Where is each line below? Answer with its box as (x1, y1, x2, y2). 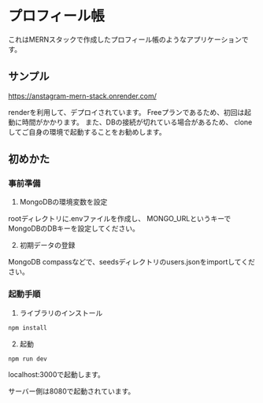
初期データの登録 (19, 241, 76, 250)
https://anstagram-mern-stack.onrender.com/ (8, 91, 157, 101)
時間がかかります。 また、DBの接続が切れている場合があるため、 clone (21, 117, 253, 127)
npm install (8, 324, 47, 331)
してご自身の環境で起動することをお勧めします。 (8, 127, 167, 136)
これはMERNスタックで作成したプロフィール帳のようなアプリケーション (8, 35, 243, 44)
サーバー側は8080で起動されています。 (8, 386, 135, 396)
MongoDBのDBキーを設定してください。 (8, 224, 139, 233)
